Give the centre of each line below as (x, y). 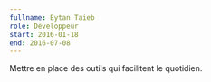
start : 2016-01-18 (44, 34)
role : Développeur (44, 26)
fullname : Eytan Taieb (52, 18)
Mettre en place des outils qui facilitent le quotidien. (106, 68)
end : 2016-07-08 (40, 43)
